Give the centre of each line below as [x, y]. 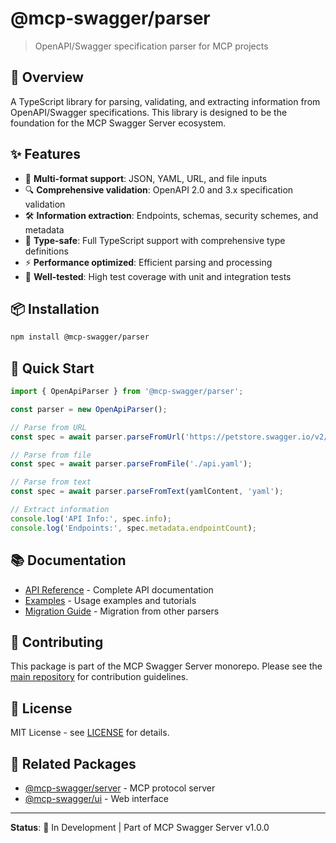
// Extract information [60, 510]
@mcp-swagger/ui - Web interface [96, 798]
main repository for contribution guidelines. [99, 677]
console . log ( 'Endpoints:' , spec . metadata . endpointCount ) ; [133, 528]
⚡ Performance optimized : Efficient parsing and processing [148, 262]
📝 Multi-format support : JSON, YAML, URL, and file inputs [146, 178]
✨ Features [45, 154]
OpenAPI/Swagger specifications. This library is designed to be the [149, 112]
